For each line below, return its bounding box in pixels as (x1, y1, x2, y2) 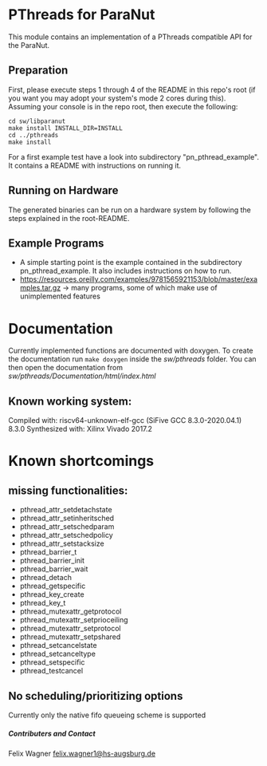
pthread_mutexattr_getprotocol (19, 606, 122, 616)
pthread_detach (19, 573, 72, 582)
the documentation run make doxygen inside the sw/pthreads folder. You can (8, 354, 257, 364)
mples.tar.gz (19, 283, 61, 293)
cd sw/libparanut (8, 117, 66, 125)
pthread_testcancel (19, 666, 84, 676)
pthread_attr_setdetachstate (19, 505, 113, 515)
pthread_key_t (19, 598, 66, 608)
